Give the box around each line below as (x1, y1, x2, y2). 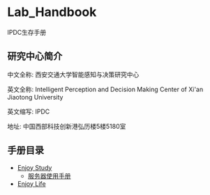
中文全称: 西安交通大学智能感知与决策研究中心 (7, 70, 140, 79)
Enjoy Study (17, 163, 52, 171)
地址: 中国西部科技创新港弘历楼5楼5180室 (7, 122, 126, 130)
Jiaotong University (7, 93, 63, 101)
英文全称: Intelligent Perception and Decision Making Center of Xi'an (7, 85, 204, 93)
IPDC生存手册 (7, 28, 47, 36)
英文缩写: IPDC (7, 107, 50, 116)
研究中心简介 (7, 50, 63, 63)
